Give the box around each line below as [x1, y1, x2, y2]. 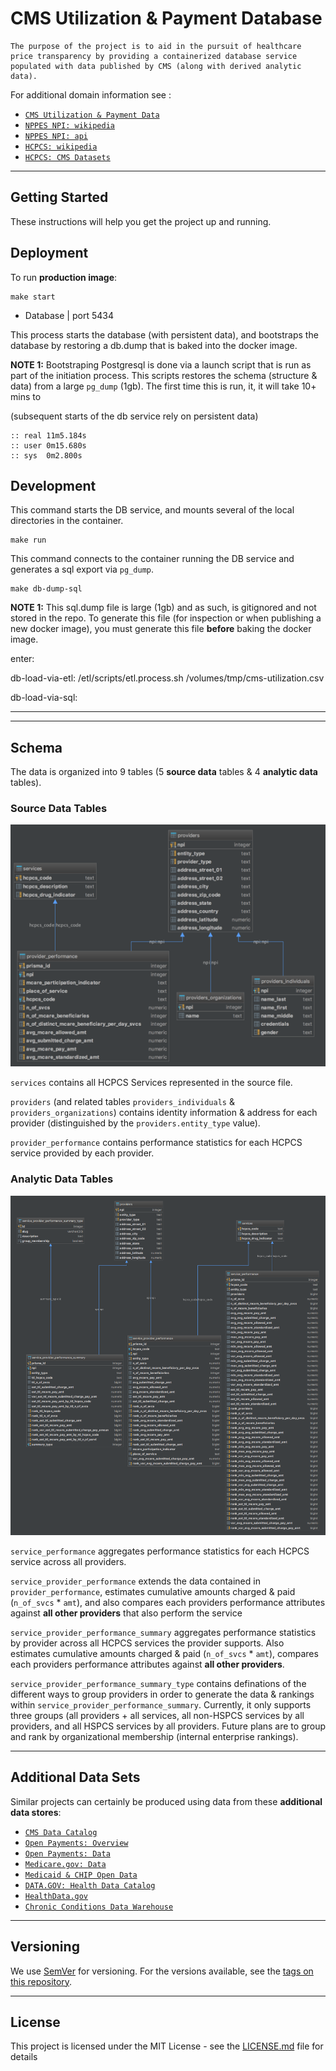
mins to [10, 390, 42, 402]
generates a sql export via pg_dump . [10, 563, 155, 576]
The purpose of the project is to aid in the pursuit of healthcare [10, 41, 302, 51]
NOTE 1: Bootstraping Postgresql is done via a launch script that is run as [10, 358, 312, 371]
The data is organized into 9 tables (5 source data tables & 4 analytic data [10, 766, 318, 778]
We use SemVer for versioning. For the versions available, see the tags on [10, 1965, 314, 1977]
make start [10, 292, 56, 302]
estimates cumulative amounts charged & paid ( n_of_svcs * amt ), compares [10, 1647, 319, 1659]
